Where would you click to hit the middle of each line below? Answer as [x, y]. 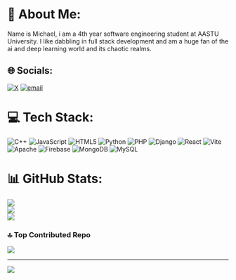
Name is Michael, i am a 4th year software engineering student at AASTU [113, 34]
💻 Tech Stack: [51, 117]
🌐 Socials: [30, 71]
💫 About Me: [44, 14]
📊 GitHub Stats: [55, 179]
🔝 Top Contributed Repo [49, 234]
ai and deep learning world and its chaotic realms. [80, 48]
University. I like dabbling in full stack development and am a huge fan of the [118, 41]
